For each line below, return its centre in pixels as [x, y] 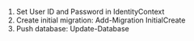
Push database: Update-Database [72, 29]
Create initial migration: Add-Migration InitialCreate [101, 20]
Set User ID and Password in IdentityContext [90, 12]
